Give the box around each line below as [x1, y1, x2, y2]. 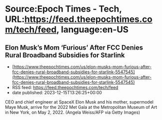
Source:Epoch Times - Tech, [5, 3, 122, 15]
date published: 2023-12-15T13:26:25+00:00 [12, 90, 102, 95]
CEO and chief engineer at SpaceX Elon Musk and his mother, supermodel [5, 99, 154, 105]
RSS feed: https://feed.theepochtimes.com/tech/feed [12, 85, 119, 90]
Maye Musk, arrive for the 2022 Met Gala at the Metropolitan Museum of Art [5, 104, 158, 110]
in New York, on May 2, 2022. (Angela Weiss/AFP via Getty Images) [5, 109, 140, 115]
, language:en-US [56, 24, 129, 35]
